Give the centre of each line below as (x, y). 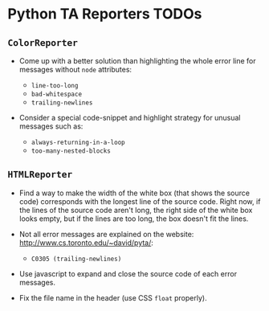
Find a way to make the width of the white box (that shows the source (134, 193)
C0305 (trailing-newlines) (76, 259)
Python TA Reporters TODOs (105, 14)
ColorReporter (43, 43)
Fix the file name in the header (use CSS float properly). (113, 297)
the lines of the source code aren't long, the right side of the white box (136, 210)
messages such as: (51, 126)
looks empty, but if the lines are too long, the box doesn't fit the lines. (134, 219)
